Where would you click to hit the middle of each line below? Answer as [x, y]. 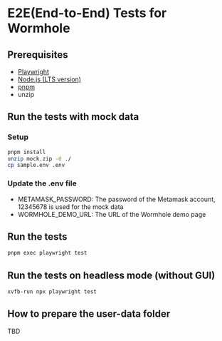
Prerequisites [38, 55]
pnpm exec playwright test [47, 253]
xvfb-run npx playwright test [52, 292]
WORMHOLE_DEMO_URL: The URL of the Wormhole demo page [112, 214]
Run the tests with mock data [73, 117]
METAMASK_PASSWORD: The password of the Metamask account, [116, 199]
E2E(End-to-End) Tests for [87, 13]
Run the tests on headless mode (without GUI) [111, 275]
